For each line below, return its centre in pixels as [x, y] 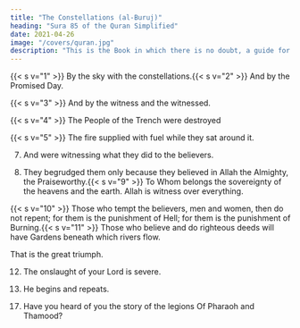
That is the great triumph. [57, 255]
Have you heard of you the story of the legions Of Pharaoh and [139, 307]
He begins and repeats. [66, 289]
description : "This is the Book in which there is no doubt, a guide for [150, 51]
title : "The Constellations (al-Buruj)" [87, 17]
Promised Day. [37, 86]
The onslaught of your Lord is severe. [92, 272]
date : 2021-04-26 [42, 34]
